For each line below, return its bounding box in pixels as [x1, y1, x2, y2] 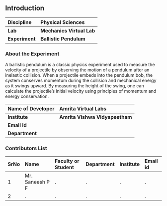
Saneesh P [24, 179, 50, 186]
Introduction [5, 4, 45, 12]
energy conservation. [5, 93, 49, 99]
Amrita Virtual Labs [59, 105, 107, 112]
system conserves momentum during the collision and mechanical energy [5, 77, 157, 84]
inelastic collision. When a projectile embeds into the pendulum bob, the [5, 72, 153, 78]
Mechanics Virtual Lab [40, 27, 95, 34]
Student [54, 164, 75, 171]
